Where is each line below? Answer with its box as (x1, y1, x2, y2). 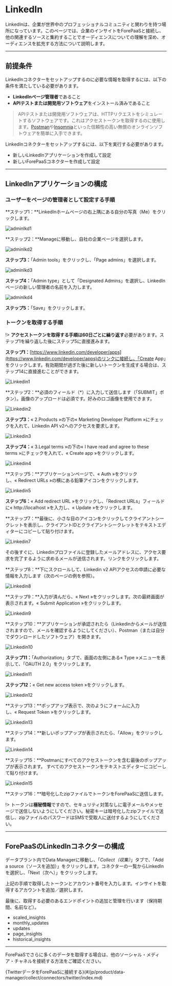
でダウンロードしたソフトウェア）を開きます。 (5, 633, 104, 639)
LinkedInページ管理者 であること (12, 93, 81, 99)
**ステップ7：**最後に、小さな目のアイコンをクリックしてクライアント (5, 515, 155, 521)
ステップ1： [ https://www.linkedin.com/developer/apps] (5, 349, 122, 355)
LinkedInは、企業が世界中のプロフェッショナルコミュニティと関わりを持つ (5, 21, 162, 27)
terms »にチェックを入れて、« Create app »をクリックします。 (5, 450, 137, 456)
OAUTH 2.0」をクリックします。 (25, 660, 94, 667)
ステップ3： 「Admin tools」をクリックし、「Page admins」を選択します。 (5, 257, 159, 263)
